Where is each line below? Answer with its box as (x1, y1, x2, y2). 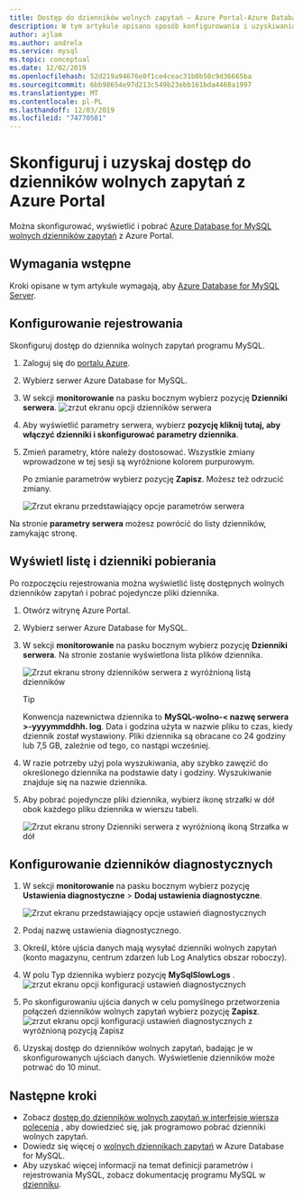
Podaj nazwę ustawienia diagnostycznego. (22, 925, 182, 936)
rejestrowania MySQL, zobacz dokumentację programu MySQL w (22, 1169, 266, 1181)
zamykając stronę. (9, 527, 78, 538)
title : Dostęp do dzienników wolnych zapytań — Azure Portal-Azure (9, 13, 269, 23)
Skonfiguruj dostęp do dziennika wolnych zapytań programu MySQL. (9, 340, 265, 351)
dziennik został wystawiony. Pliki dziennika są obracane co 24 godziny (22, 730, 287, 741)
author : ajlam (9, 30, 63, 39)
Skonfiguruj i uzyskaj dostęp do (9, 152, 252, 173)
